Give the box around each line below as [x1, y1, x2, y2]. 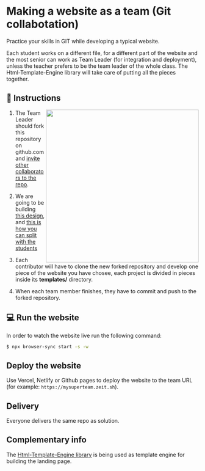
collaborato [15, 167, 44, 175]
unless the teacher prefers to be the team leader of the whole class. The [6, 62, 188, 70]
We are [15, 192, 34, 200]
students [15, 244, 38, 252]
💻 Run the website [6, 313, 79, 323]
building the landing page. [6, 457, 72, 465]
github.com [15, 148, 45, 155]
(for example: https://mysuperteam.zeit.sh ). [6, 383, 119, 390]
